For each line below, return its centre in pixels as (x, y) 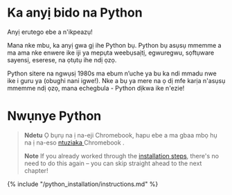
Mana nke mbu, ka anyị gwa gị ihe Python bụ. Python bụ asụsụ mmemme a (114, 45)
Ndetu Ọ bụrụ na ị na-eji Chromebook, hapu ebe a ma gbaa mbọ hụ (121, 135)
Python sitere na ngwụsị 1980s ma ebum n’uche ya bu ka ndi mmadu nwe (112, 73)
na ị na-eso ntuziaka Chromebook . (74, 142)
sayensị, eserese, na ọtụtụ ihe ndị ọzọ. (62, 59)
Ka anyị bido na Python (75, 13)
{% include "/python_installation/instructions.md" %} (83, 184)
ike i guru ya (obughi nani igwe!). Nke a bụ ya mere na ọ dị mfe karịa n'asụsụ (116, 80)
